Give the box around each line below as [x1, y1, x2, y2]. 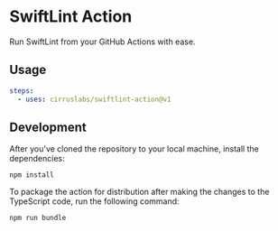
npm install [9, 171, 54, 180]
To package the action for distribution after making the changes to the [9, 187, 270, 198]
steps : [9, 86, 34, 96]
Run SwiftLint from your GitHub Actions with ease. [9, 36, 196, 47]
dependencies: [9, 153, 65, 164]
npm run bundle [9, 214, 67, 223]
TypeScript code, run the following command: [9, 196, 180, 207]
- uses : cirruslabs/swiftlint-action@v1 [17, 95, 171, 104]
